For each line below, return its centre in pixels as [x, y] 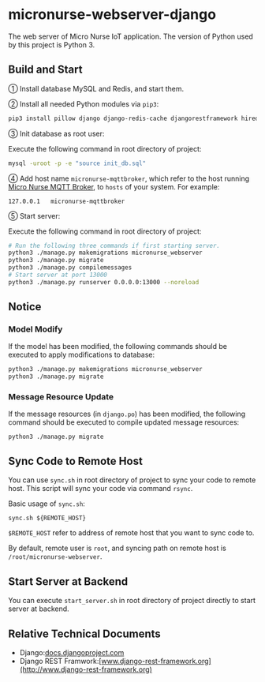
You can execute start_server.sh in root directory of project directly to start [132, 601]
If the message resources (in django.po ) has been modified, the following [127, 414]
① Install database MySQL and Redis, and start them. [96, 88]
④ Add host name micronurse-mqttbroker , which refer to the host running [129, 178]
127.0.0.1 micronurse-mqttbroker [67, 201]
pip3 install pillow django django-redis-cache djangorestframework [123, 118]
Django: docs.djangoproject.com [72, 652]
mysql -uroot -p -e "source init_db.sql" [77, 163]
